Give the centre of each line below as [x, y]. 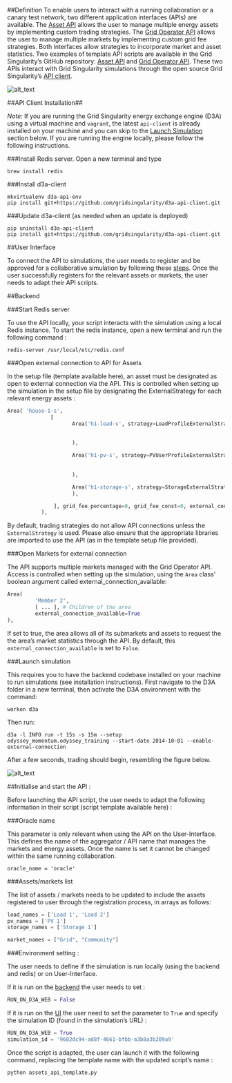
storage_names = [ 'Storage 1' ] [52, 928]
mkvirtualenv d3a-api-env [44, 197]
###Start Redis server [39, 309]
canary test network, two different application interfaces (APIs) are [102, 17]
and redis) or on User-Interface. [52, 974]
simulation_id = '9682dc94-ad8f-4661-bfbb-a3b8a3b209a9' [91, 1039]
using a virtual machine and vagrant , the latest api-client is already [104, 123]
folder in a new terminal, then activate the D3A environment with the [104, 689]
